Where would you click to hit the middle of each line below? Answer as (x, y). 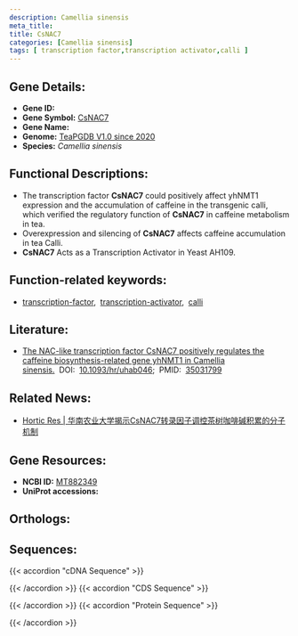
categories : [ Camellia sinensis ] (71, 42)
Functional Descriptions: (79, 174)
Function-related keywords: (88, 280)
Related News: (50, 398)
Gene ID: (38, 108)
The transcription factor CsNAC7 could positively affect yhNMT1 (140, 195)
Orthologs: (40, 519)
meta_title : (31, 26)
